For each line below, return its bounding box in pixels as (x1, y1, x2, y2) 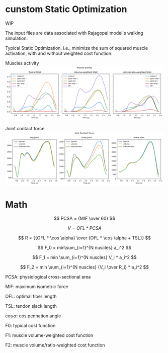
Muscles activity (5, 60, 39, 66)
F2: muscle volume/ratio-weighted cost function (5, 342, 105, 348)
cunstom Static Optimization (5, 4, 127, 15)
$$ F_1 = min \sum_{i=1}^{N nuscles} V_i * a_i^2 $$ (32, 254, 137, 260)
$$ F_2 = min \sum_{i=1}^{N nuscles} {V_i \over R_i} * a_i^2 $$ (20, 264, 149, 270)
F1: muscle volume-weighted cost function (5, 332, 94, 338)
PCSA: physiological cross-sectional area (5, 274, 91, 280)
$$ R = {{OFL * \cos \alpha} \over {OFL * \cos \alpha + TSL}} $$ (18, 235, 151, 241)
